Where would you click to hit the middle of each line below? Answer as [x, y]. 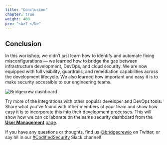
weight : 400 [17, 19]
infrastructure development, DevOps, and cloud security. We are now [76, 66]
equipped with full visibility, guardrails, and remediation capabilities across [82, 72]
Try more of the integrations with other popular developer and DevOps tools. [84, 101]
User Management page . [31, 123]
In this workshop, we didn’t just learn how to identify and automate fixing [80, 56]
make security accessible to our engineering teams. [58, 82]
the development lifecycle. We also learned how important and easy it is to [82, 77]
